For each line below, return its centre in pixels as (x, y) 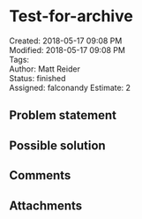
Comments (40, 175)
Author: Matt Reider (45, 69)
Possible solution (57, 145)
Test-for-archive (71, 16)
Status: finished (37, 78)
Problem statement (63, 115)
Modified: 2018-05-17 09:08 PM (67, 49)
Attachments (46, 205)
